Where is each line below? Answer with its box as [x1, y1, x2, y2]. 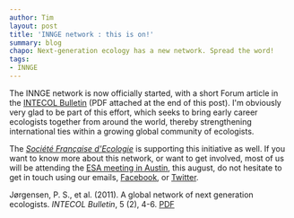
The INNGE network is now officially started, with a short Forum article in [9, 87, 279, 99]
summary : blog [9, 38, 63, 48]
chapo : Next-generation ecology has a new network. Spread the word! [9, 47, 275, 56]
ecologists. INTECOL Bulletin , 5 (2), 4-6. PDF [9, 198, 175, 209]
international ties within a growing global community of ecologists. [9, 126, 255, 136]
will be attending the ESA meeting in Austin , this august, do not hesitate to [9, 162, 282, 173]
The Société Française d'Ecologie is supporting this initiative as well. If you [9, 143, 285, 153]
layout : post [9, 22, 58, 31]
